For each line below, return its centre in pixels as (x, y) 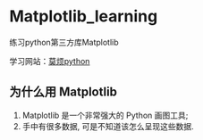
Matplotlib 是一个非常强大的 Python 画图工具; (105, 115)
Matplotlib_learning (84, 16)
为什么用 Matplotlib (63, 92)
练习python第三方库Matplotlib (64, 42)
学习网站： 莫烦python (50, 61)
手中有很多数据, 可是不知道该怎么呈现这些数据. (108, 126)
